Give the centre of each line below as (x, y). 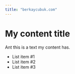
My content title (37, 33)
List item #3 (24, 67)
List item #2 (24, 62)
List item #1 (23, 56)
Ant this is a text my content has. (37, 47)
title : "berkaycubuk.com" (31, 9)
